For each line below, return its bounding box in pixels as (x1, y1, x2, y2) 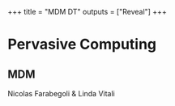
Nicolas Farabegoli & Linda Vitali (7, 89, 115, 98)
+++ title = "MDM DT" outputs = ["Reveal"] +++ (7, 7, 167, 16)
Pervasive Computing (7, 36, 157, 53)
